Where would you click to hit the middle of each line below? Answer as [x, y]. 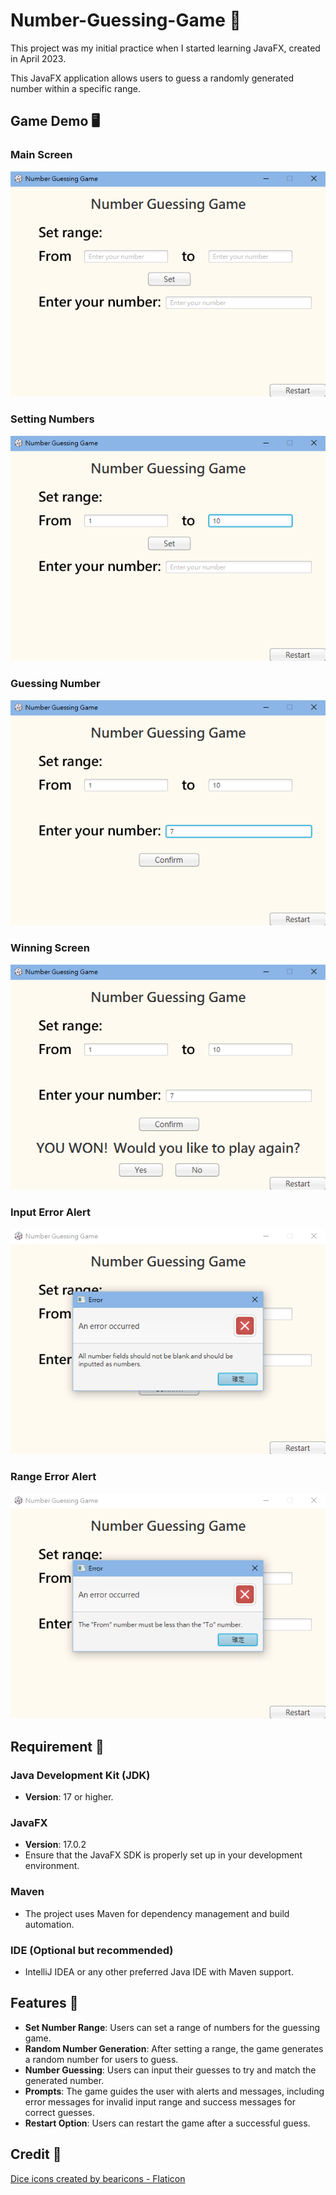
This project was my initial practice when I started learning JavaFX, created [165, 48]
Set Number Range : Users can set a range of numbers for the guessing [172, 2027]
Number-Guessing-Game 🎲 [126, 20]
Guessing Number [55, 684]
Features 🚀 [44, 2003]
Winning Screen [50, 948]
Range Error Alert [53, 1477]
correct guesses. [59, 2112]
